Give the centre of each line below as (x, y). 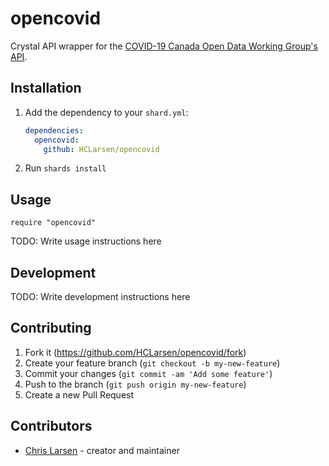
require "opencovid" (53, 223)
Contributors (51, 426)
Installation (46, 88)
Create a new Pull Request (79, 394)
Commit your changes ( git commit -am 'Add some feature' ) (148, 373)
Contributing (51, 328)
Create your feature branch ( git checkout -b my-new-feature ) (152, 363)
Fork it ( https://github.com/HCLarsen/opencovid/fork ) (135, 352)
